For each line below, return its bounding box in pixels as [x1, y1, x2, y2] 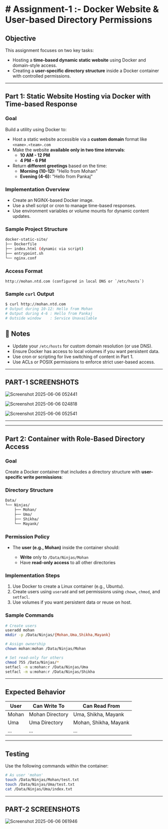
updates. [12, 213, 31, 219]
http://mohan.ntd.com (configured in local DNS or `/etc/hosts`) [5, 279, 144, 284]
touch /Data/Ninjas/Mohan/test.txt [5, 777, 79, 782]
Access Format [5, 267, 43, 274]
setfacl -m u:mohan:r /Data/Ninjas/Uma [5, 664, 88, 669]
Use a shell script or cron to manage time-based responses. [12, 202, 136, 208]
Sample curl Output [5, 290, 54, 297]
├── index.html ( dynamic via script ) [5, 246, 84, 251]
